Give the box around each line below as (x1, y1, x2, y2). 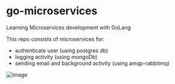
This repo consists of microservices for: (6, 35, 105, 42)
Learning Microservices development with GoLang (6, 24, 131, 31)
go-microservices (6, 4, 98, 18)
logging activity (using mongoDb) (14, 53, 98, 60)
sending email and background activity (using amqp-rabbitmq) (14, 60, 170, 67)
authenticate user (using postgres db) (14, 46, 108, 54)
